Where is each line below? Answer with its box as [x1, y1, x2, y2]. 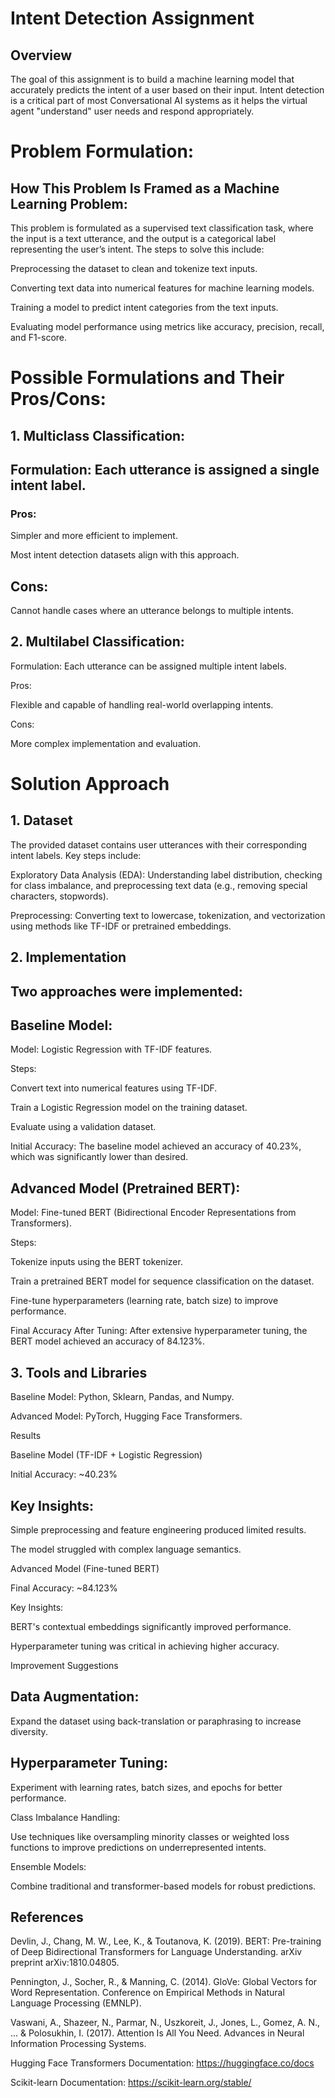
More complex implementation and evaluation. [10, 737, 202, 749]
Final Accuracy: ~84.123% [10, 1582, 118, 1594]
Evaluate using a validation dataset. [10, 1121, 157, 1133]
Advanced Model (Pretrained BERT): [10, 1180, 241, 1197]
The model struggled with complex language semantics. [10, 1543, 242, 1555]
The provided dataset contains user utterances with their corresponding [10, 838, 308, 851]
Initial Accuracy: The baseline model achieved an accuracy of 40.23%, [10, 1140, 302, 1152]
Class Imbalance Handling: [10, 1811, 121, 1823]
